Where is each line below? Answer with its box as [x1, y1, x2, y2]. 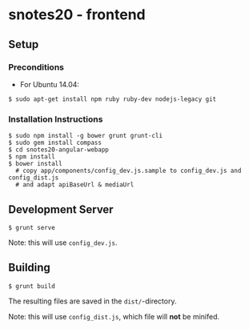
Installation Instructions [8, 114, 103, 125]
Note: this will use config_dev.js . [8, 238, 118, 247]
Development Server [8, 203, 114, 216]
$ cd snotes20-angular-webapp [8, 146, 110, 154]
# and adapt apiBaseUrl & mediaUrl [15, 181, 135, 189]
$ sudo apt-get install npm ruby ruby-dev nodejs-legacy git [8, 94, 217, 103]
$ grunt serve [8, 223, 56, 231]
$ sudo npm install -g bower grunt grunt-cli [8, 132, 163, 140]
